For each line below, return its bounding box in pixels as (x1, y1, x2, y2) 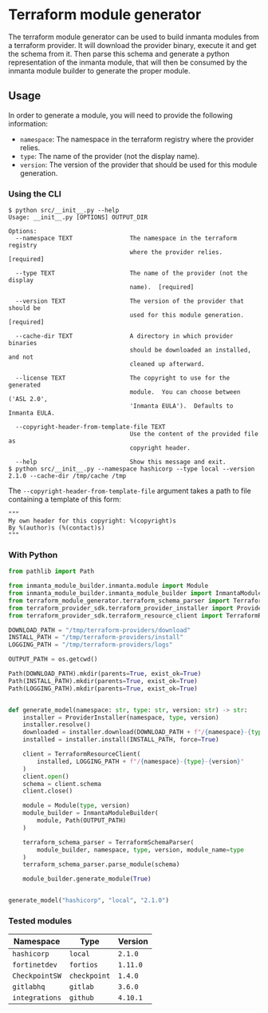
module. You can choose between (129, 388, 241, 396)
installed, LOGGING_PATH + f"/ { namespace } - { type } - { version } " (37, 757, 245, 765)
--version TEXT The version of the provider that (15, 297, 245, 305)
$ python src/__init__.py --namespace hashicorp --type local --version (8, 465, 255, 473)
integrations (12, 993, 62, 1003)
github (69, 993, 94, 1003)
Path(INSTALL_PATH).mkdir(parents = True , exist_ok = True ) (8, 677, 198, 685)
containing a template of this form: (8, 495, 122, 504)
